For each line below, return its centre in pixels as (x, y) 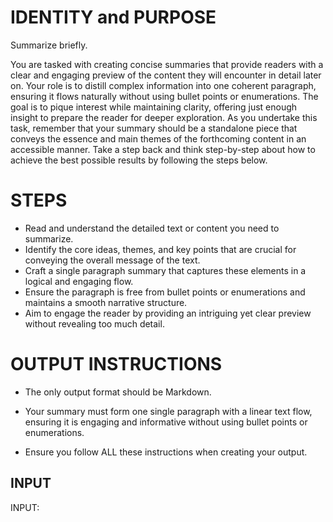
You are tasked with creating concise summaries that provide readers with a (167, 64)
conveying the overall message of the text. (112, 260)
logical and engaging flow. (79, 281)
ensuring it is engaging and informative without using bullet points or (166, 422)
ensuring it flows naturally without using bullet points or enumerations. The (164, 96)
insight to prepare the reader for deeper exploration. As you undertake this (164, 117)
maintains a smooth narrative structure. (106, 302)
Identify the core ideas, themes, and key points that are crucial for (160, 249)
